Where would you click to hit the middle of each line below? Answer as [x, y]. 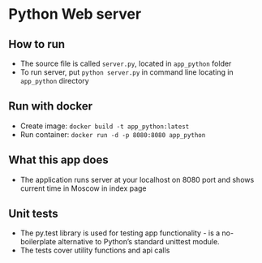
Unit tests [33, 214]
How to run [37, 44]
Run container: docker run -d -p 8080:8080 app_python [113, 134]
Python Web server [75, 14]
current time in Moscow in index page [84, 188]
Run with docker [51, 106]
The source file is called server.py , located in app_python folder [126, 63]
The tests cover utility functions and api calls [95, 250]
